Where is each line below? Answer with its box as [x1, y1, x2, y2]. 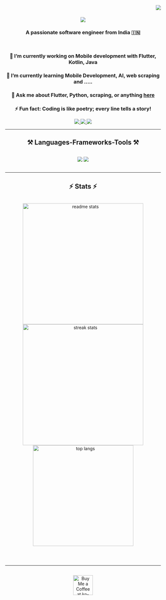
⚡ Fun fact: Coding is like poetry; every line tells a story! [14, 105, 152, 112]
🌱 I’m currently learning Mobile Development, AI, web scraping [6, 72, 160, 79]
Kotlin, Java [68, 59, 98, 66]
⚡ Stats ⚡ [69, 182, 97, 191]
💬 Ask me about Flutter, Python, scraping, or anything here [11, 92, 155, 99]
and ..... [73, 78, 93, 85]
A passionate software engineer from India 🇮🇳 [25, 29, 141, 36]
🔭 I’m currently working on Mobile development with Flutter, [9, 53, 157, 60]
